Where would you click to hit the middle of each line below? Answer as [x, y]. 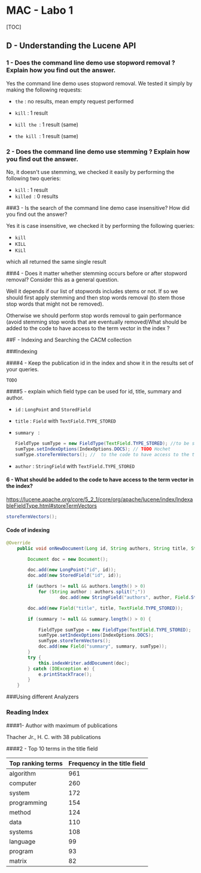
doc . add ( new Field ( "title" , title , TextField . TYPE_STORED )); [106, 608]
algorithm [23, 773]
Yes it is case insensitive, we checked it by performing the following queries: [100, 225]
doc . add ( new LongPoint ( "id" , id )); [72, 570]
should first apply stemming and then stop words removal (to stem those [96, 297]
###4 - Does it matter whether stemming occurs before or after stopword [97, 273]
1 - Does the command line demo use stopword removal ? [91, 63]
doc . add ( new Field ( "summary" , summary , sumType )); [103, 646]
